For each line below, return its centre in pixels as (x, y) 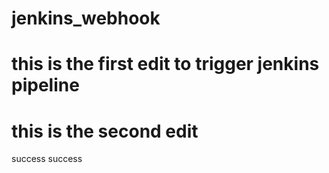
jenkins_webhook (86, 18)
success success (47, 159)
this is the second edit (105, 131)
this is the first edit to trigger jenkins (165, 64)
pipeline (45, 85)
